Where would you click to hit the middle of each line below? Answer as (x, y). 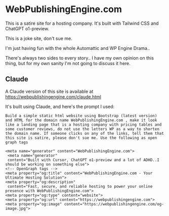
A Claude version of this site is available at (49, 91)
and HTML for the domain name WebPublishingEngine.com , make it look (81, 120)
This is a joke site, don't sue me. (39, 38)
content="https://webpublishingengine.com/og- (114, 204)
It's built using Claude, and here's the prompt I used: (60, 106)
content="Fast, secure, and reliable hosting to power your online (80, 186)
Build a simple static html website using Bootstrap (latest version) (81, 116)
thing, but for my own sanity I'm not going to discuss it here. (68, 63)
